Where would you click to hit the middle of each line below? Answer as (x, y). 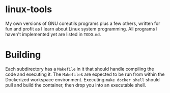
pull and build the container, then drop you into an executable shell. (76, 85)
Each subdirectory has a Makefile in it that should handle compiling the (80, 69)
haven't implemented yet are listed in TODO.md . (53, 34)
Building (23, 55)
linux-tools (29, 9)
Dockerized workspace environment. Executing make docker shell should (83, 79)
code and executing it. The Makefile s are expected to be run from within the (85, 74)
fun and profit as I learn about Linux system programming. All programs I (81, 28)
